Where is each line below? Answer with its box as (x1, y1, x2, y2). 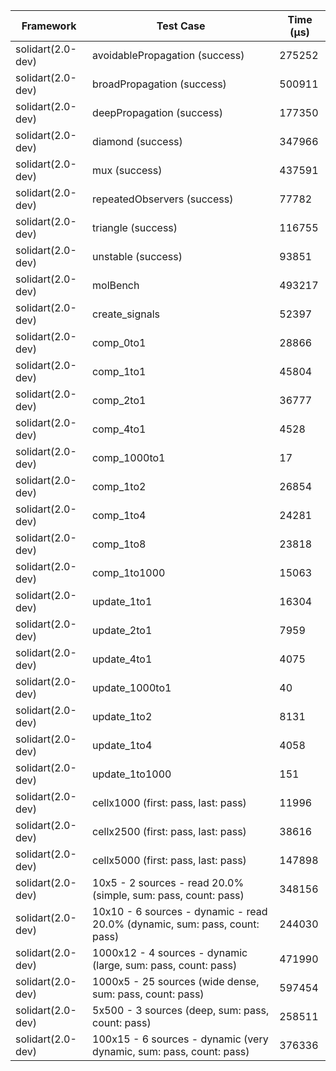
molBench (92, 279, 140, 292)
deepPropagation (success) (92, 106, 224, 119)
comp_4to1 (92, 422, 147, 436)
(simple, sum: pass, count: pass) (92, 889, 245, 902)
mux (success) (92, 164, 163, 177)
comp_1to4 (92, 509, 147, 522)
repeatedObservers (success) (92, 192, 234, 206)
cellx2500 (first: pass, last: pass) (92, 825, 247, 838)
